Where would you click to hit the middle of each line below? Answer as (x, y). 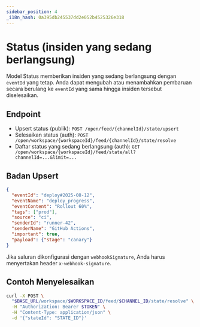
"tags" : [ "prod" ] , (35, 212)
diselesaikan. (22, 95)
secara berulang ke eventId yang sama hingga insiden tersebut (84, 89)
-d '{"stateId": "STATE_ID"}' (49, 318)
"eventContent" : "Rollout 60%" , (52, 206)
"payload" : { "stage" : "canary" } (52, 240)
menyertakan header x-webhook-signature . (59, 263)
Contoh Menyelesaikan (50, 282)
